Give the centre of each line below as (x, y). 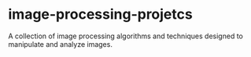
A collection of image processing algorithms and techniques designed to (126, 36)
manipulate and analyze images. (60, 44)
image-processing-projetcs (100, 14)
